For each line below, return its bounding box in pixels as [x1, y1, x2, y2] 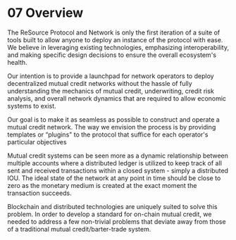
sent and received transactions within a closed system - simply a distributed [7, 166, 229, 175]
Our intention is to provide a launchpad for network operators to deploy [7, 72, 214, 80]
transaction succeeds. [7, 189, 72, 197]
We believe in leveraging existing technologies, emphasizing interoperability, [7, 43, 229, 51]
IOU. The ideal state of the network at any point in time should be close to [7, 174, 221, 182]
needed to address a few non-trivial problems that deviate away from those [7, 217, 227, 226]
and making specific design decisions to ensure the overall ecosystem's [7, 51, 217, 59]
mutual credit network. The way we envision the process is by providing [7, 122, 216, 131]
